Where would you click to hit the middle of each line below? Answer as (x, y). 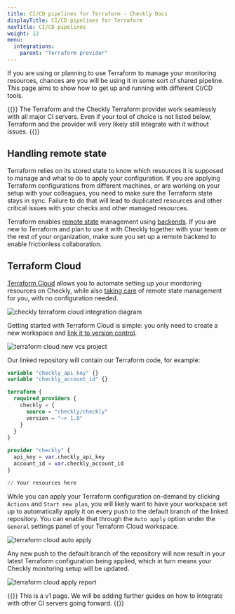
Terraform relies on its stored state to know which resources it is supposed (115, 170)
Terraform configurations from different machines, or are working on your (114, 185)
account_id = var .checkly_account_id (69, 463)
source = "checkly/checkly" (67, 411)
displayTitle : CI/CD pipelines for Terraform (75, 20)
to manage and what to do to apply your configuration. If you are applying (114, 178)
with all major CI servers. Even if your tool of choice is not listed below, (109, 116)
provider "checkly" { (39, 451)
